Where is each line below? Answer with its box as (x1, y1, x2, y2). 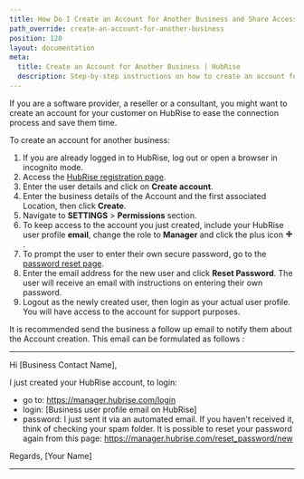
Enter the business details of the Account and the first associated (22, 190, 267, 201)
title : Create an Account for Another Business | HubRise (17, 62, 242, 72)
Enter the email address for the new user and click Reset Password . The (22, 267, 293, 278)
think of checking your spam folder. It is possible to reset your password (22, 423, 292, 434)
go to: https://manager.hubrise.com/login (22, 394, 176, 405)
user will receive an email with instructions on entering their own (22, 277, 263, 288)
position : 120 (9, 34, 63, 43)
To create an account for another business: (9, 134, 170, 145)
